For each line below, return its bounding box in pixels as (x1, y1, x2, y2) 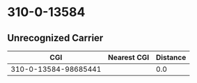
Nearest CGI (107, 53, 150, 62)
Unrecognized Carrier (7, 32, 104, 44)
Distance (155, 53, 187, 62)
